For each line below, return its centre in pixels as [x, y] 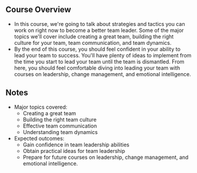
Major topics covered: [41, 107]
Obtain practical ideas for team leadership [74, 151]
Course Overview [38, 10]
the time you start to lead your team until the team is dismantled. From [99, 61]
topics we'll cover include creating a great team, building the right [94, 36]
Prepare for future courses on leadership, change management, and [106, 157]
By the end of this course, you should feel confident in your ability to [97, 49]
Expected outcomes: [39, 138]
